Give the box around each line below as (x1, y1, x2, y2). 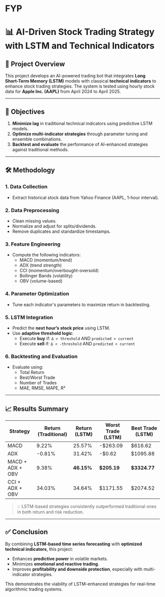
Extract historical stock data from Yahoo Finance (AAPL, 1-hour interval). (12, 194, 160, 200)
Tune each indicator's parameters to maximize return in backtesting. (12, 301, 151, 308)
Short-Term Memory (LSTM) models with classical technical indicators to (5, 78, 157, 84)
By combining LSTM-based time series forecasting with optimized (5, 541, 142, 547)
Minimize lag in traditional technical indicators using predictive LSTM (12, 121, 153, 126)
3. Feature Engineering (5, 241, 60, 248)
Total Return (19, 370, 45, 376)
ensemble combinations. (12, 136, 62, 142)
